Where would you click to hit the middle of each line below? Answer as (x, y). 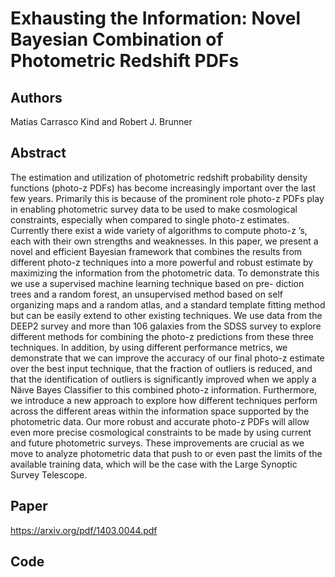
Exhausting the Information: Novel (156, 18)
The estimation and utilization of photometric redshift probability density (159, 177)
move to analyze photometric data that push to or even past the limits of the (166, 453)
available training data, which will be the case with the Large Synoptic (154, 464)
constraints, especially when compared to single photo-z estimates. (150, 219)
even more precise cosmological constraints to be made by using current (161, 432)
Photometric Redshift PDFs (125, 61)
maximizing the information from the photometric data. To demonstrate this (165, 273)
